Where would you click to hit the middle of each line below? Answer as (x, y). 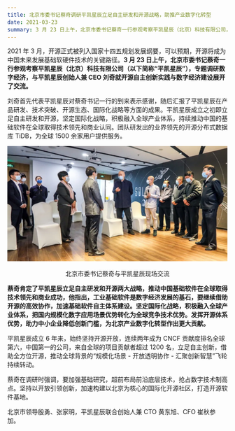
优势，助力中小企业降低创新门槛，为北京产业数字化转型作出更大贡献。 (108, 324)
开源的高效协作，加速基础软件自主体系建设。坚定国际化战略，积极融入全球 (114, 306)
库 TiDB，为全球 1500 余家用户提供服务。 (67, 136)
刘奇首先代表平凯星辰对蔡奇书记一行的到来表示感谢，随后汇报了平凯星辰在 (114, 101)
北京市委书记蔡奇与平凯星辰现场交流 (117, 274)
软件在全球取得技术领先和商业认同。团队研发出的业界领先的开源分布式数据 (120, 127)
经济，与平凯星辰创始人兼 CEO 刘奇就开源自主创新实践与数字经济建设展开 (119, 78)
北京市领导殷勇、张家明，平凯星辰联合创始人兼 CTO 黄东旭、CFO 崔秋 (108, 412)
